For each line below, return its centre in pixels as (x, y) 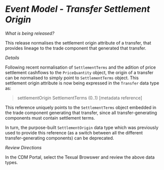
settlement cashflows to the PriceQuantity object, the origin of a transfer (79, 72)
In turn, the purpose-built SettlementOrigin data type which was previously (82, 127)
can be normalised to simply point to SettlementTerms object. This (72, 78)
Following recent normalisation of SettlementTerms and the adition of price (81, 67)
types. (12, 162)
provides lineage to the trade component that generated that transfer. (76, 48)
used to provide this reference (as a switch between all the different (74, 132)
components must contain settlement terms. (50, 118)
